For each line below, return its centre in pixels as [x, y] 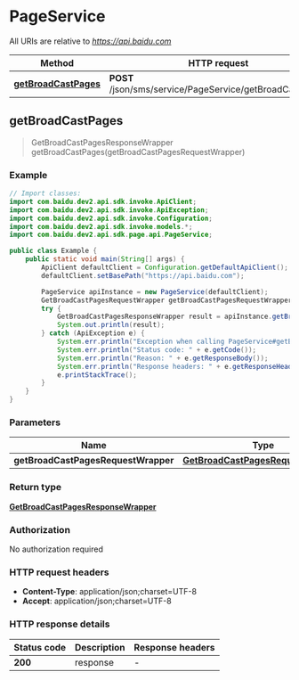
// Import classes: [45, 193]
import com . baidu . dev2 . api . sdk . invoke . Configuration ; [111, 218]
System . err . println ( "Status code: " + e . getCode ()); [156, 349]
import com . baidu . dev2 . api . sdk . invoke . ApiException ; [109, 210]
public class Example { [53, 251]
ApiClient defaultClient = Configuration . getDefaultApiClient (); [165, 268]
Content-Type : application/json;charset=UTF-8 [109, 592]
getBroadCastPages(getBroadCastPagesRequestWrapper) [138, 152]
